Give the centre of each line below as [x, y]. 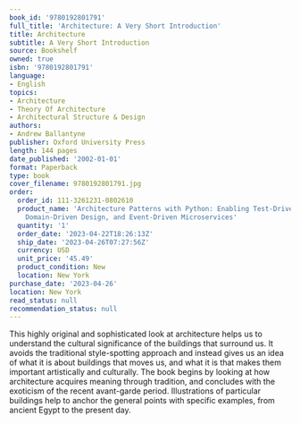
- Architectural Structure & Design [77, 117]
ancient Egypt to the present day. [70, 410]
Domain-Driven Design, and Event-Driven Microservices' [132, 217]
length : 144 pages [43, 150]
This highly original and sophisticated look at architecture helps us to [136, 334]
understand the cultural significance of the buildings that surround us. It [142, 343]
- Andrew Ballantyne [48, 134]
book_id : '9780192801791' [57, 17]
